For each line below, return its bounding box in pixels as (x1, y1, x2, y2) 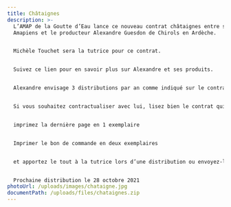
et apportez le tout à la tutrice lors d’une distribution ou (13, 158, 195, 165)
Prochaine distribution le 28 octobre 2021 (13, 177, 140, 184)
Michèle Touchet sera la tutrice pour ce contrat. (13, 47, 162, 55)
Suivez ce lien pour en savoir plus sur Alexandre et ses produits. (13, 66, 214, 73)
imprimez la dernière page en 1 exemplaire (13, 121, 140, 128)
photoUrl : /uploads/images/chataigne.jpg (7, 183, 128, 190)
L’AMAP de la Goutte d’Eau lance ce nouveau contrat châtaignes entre (13, 23, 220, 30)
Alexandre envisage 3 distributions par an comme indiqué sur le (13, 85, 205, 91)
